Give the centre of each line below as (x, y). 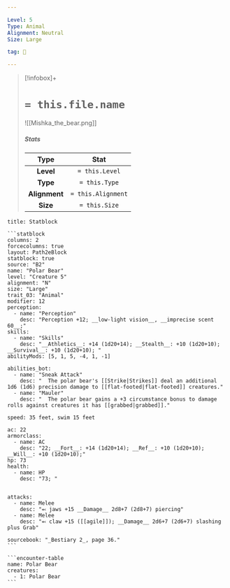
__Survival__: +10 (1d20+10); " (54, 350)
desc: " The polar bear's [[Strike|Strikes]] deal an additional (118, 381)
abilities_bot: (29, 369)
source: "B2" (26, 265)
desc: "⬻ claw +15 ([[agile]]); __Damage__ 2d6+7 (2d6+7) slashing (121, 522)
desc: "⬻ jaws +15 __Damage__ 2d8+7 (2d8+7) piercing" (102, 510)
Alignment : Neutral (36, 33)
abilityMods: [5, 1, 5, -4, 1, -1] (59, 357)
